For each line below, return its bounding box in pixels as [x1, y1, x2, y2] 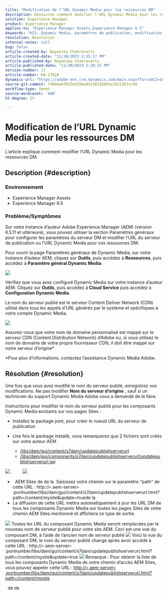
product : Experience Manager [5, 21, 66, 26]
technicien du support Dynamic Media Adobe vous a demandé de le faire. [5, 393, 157, 399]
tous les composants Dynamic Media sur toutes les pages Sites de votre [12, 505, 161, 511]
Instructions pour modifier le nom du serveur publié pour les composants [5, 403, 156, 409]
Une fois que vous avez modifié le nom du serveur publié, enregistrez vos [5, 382, 157, 388]
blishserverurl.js [19, 458, 53, 464]
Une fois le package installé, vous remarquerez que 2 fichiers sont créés [12, 433, 162, 439]
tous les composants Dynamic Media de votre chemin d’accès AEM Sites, [5, 559, 156, 565]
